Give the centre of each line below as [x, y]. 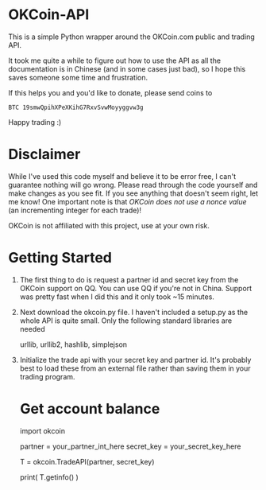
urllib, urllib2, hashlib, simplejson [73, 344]
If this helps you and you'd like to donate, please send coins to [110, 92]
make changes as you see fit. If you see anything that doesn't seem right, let [133, 193]
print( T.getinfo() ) [49, 477]
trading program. [47, 376]
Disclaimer [44, 155]
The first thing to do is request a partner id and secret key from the [129, 279]
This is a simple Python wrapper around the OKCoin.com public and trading [132, 37]
